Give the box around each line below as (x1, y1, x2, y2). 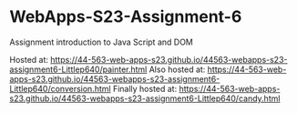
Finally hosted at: (112, 83, 178, 94)
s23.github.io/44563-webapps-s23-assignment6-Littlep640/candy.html (9, 93, 281, 104)
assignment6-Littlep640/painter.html (9, 64, 148, 75)
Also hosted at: (148, 64, 206, 75)
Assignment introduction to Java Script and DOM (9, 36, 193, 47)
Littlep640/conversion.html (9, 83, 111, 94)
